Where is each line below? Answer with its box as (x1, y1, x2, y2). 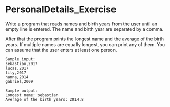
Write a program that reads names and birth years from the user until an (5, 20, 158, 27)
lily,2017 (5, 70, 27, 75)
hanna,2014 (5, 74, 29, 80)
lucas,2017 (5, 66, 29, 71)
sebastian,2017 (5, 61, 38, 66)
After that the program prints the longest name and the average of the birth (5, 36, 164, 42)
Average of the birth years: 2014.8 (5, 97, 84, 102)
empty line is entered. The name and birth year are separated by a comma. (5, 26, 164, 32)
